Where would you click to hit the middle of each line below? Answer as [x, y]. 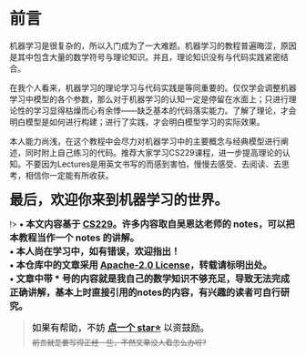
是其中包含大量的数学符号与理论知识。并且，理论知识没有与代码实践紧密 [145, 56]
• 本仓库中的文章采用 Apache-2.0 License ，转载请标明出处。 [141, 265]
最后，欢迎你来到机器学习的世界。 [119, 199]
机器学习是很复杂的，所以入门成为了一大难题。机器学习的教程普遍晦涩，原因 [153, 46]
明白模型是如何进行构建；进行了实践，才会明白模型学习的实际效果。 [137, 122]
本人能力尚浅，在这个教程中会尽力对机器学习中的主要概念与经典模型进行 [145, 141]
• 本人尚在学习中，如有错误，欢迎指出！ [95, 251]
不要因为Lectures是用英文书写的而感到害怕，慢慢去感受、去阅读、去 [153, 164]
